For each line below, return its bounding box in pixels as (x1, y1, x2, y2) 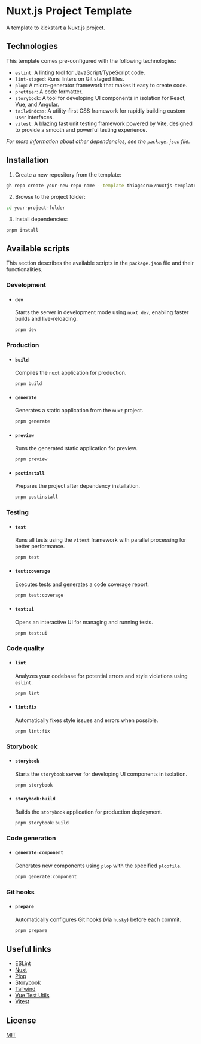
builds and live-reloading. (14, 315, 78, 323)
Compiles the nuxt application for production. (14, 369, 127, 377)
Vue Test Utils (14, 992, 50, 999)
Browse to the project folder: (14, 193, 86, 201)
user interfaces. (14, 113, 54, 120)
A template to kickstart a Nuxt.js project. (6, 24, 106, 31)
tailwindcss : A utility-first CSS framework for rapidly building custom (14, 107, 186, 114)
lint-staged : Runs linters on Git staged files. (14, 75, 124, 82)
